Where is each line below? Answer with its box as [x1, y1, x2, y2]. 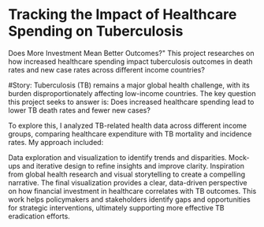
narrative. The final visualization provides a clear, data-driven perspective [8, 177, 247, 187]
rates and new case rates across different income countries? [8, 65, 205, 74]
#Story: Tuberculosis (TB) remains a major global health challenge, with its [8, 80, 250, 90]
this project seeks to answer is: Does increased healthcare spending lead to [8, 97, 255, 106]
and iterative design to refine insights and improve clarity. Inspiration [22, 161, 244, 170]
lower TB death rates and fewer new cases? [8, 105, 151, 115]
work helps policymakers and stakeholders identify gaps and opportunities [8, 195, 251, 204]
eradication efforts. [8, 211, 71, 221]
